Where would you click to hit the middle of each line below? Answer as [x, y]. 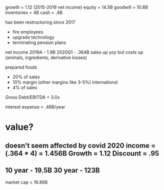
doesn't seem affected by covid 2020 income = [80, 145]
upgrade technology [33, 37]
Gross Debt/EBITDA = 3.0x [32, 97]
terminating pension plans [39, 42]
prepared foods [21, 67]
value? [19, 127]
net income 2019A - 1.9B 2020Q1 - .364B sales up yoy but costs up [74, 52]
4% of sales [25, 87]
